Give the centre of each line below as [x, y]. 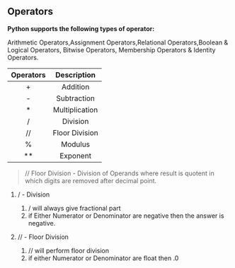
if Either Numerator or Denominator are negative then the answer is [126, 216]
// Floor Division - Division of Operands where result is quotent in [119, 173]
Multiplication [75, 110]
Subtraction [76, 98]
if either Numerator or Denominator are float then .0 [103, 258]
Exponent [76, 156]
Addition [75, 86]
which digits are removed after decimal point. [91, 180]
